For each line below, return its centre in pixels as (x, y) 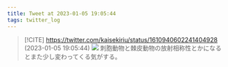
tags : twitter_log (34, 20)
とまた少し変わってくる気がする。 (72, 57)
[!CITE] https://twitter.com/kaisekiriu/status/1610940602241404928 (121, 39)
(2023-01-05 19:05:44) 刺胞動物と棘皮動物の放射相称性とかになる (123, 48)
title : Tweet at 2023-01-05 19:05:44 (62, 13)
